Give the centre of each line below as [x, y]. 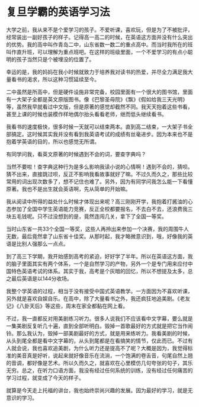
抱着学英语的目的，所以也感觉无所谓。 [53, 141]
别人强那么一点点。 [45, 243]
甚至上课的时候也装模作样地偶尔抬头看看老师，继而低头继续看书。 [86, 114]
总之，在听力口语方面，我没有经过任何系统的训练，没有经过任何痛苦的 [107, 370]
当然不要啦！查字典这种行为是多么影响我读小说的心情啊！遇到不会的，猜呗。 [99, 166]
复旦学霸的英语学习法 [58, 12]
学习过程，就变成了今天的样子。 [45, 377]
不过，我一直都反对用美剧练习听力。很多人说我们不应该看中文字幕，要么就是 [99, 318]
